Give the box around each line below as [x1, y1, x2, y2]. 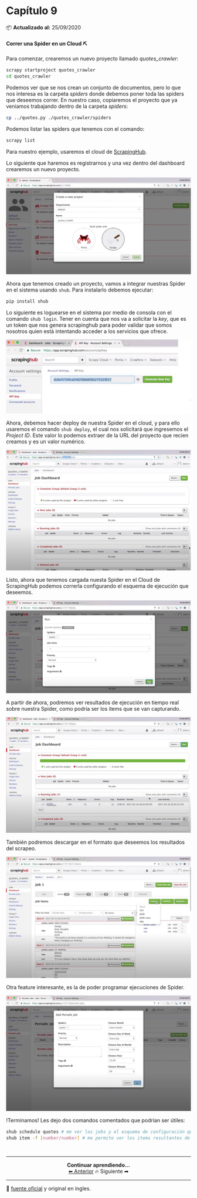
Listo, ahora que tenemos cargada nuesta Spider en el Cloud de [6, 576, 160, 583]
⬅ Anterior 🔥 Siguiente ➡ [68, 1168, 129, 1175]
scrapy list [6, 137, 35, 143]
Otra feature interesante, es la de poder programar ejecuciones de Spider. [6, 983, 185, 990]
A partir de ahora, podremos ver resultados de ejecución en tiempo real [6, 699, 179, 706]
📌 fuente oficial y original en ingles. [6, 1185, 91, 1192]
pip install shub [6, 298, 49, 304]
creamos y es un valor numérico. [6, 438, 86, 445]
